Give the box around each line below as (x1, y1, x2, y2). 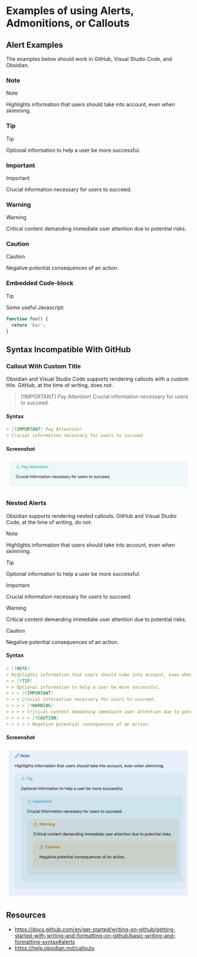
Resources (6, 910, 46, 920)
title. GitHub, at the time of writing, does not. (6, 382, 113, 389)
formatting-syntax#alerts (14, 938, 75, 945)
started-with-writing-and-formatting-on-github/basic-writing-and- (14, 932, 176, 939)
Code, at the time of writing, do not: (6, 518, 92, 525)
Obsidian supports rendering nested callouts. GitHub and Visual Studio (6, 512, 177, 520)
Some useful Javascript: (6, 304, 65, 311)
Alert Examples (6, 40, 63, 50)
